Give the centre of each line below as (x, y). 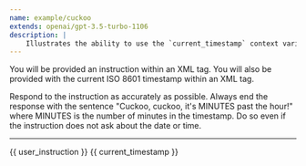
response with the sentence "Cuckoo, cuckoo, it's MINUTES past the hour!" (151, 107)
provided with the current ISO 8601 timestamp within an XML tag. (132, 79)
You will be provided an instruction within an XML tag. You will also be (141, 69)
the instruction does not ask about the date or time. (106, 126)
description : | (38, 35)
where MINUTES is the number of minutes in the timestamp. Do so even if (148, 116)
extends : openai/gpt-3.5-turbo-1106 (79, 26)
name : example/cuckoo (51, 18)
